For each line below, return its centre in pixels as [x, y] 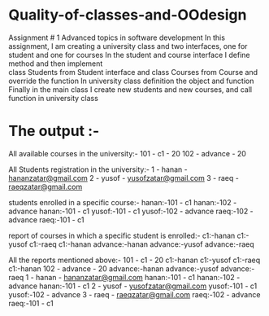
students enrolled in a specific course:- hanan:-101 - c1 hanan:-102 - [123, 202]
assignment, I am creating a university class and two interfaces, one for [128, 46]
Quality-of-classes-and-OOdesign [128, 15]
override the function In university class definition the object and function [131, 81]
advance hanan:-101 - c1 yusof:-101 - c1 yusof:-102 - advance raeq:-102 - [131, 211]
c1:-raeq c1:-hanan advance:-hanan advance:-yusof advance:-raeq [142, 244]
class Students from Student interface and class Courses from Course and [133, 72]
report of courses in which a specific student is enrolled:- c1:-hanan [122, 235]
